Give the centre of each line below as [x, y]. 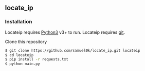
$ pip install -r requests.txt [37, 59]
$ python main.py [23, 64]
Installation [19, 22]
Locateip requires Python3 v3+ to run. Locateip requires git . [65, 32]
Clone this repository [26, 42]
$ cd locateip [19, 55]
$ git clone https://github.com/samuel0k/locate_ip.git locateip [72, 50]
